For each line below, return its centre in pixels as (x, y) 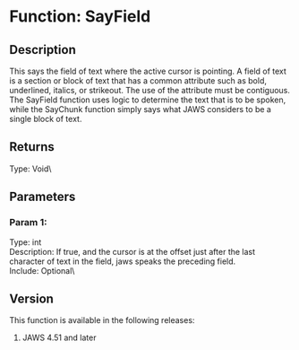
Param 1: (28, 223)
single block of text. (46, 119)
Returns (32, 147)
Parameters (43, 197)
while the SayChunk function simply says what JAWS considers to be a (140, 109)
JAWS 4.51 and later (59, 337)
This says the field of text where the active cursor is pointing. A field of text (148, 71)
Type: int (26, 242)
